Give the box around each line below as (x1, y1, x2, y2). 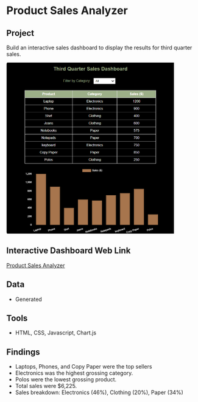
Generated (15, 296, 43, 303)
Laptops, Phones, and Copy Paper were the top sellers (15, 363, 152, 370)
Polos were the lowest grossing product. (15, 376, 117, 383)
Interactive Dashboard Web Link (6, 246, 131, 256)
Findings (6, 347, 41, 357)
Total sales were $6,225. (15, 383, 77, 390)
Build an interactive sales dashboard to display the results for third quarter (6, 44, 193, 51)
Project (6, 28, 35, 38)
